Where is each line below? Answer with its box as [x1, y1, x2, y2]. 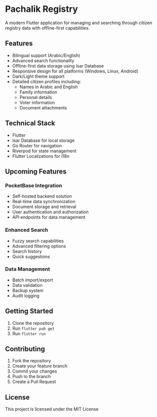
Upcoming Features [5, 167, 67, 175]
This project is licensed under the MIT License [5, 406, 99, 412]
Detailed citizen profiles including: [12, 78, 81, 84]
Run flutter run [12, 330, 46, 336]
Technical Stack [5, 119, 55, 128]
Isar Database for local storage [12, 137, 75, 143]
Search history [12, 248, 42, 254]
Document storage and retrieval [12, 204, 77, 210]
